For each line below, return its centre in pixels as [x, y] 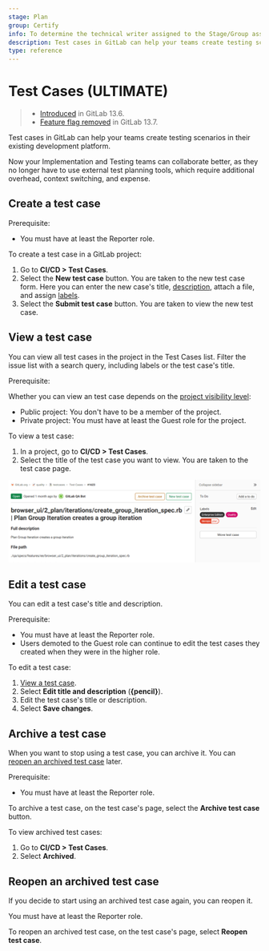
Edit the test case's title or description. [83, 700]
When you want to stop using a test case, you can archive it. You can [122, 753]
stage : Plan [28, 17]
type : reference [35, 51]
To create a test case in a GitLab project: [75, 254]
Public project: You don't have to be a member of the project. [120, 412]
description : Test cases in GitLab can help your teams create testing [130, 42]
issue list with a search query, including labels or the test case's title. [122, 365]
